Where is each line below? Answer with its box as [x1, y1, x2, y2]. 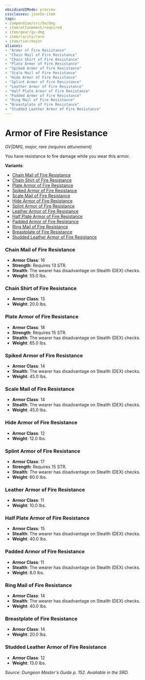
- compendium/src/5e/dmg [5, 20, 55, 26]
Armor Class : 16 [12, 257, 45, 263]
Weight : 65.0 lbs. [12, 340, 47, 346]
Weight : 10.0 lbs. [12, 502, 46, 509]
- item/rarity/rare [5, 35, 45, 39]
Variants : [5, 163, 24, 168]
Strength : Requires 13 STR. [12, 262, 67, 268]
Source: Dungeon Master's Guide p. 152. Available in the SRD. [5, 669, 129, 675]
